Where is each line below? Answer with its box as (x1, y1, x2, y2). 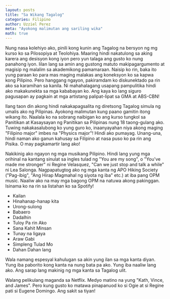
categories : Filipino (5, 17, 51, 22)
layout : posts (5, 7, 35, 13)
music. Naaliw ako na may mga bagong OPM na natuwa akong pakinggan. (5, 178, 160, 183)
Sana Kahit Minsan (12, 225, 52, 231)
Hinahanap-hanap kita (12, 198, 59, 204)
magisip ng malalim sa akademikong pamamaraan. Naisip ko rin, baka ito (5, 66, 157, 72)
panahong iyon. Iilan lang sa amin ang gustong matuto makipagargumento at (5, 61, 165, 67)
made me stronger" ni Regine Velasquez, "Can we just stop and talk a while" (5, 162, 164, 167)
